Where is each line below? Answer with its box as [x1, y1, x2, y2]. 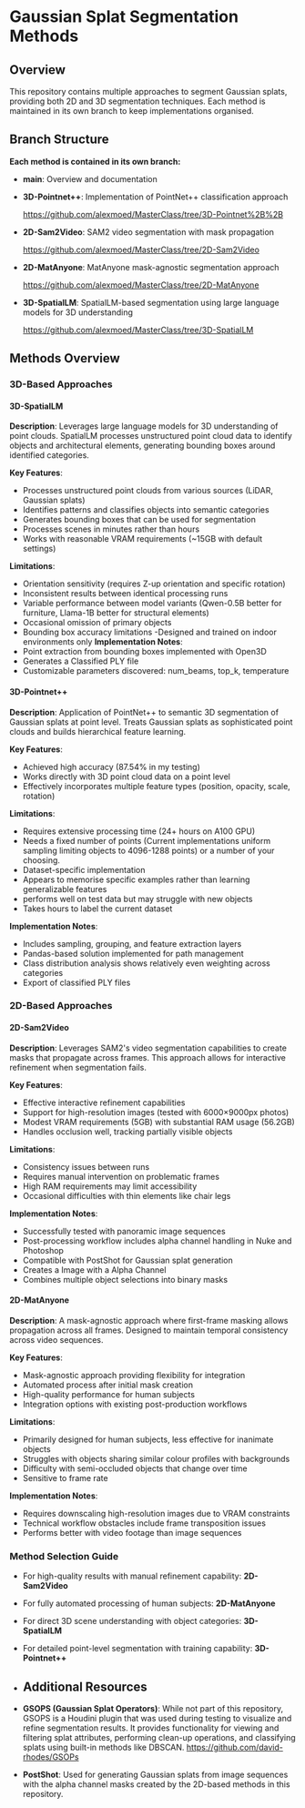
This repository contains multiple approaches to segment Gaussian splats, [9, 86, 288, 96]
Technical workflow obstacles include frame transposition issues [22, 1518, 267, 1529]
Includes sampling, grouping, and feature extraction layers [22, 938, 242, 949]
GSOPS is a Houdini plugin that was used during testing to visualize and [22, 1712, 292, 1723]
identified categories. [9, 450, 89, 461]
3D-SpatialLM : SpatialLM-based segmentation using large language [22, 297, 280, 308]
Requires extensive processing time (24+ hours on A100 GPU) [22, 826, 256, 837]
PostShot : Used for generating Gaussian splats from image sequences [22, 1769, 289, 1780]
